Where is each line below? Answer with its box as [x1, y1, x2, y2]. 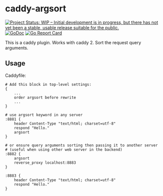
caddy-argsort [5, 3, 67, 14]
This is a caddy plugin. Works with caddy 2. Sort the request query [5, 39, 142, 45]
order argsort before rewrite [14, 95, 77, 100]
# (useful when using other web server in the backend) [5, 147, 122, 152]
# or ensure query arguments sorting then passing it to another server [5, 142, 158, 148]
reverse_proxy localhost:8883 [14, 160, 77, 165]
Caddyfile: [5, 72, 26, 78]
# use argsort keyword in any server [5, 112, 83, 117]
